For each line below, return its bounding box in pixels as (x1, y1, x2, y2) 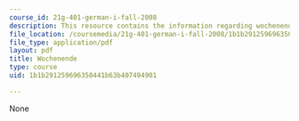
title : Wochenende (9, 54, 77, 63)
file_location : (9, 29, 66, 38)
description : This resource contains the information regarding (9, 21, 253, 30)
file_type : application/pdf (9, 37, 114, 47)
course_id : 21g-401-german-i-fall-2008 (9, 12, 158, 22)
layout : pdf (9, 46, 53, 55)
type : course (9, 63, 58, 72)
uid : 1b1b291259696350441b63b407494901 (9, 71, 158, 80)
